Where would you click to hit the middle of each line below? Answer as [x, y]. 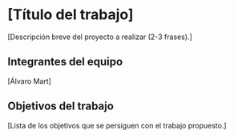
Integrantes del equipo [65, 62]
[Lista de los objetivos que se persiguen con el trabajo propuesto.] [117, 125]
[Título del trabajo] [71, 15]
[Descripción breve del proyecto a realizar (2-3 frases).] [100, 37]
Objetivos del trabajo [61, 106]
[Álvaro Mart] [29, 81]
